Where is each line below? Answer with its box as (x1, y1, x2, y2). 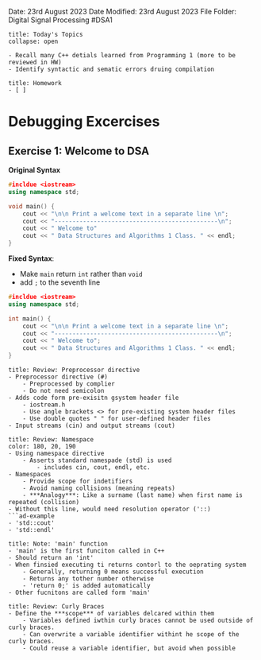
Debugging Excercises (8, 113, 160, 130)
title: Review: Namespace (8, 436, 94, 444)
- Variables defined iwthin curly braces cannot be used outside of (22, 616, 254, 624)
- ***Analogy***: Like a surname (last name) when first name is (22, 491, 244, 499)
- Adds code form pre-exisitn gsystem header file (8, 394, 179, 402)
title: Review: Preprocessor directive (8, 366, 140, 374)
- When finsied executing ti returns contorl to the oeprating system (8, 561, 247, 569)
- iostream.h (22, 401, 66, 409)
